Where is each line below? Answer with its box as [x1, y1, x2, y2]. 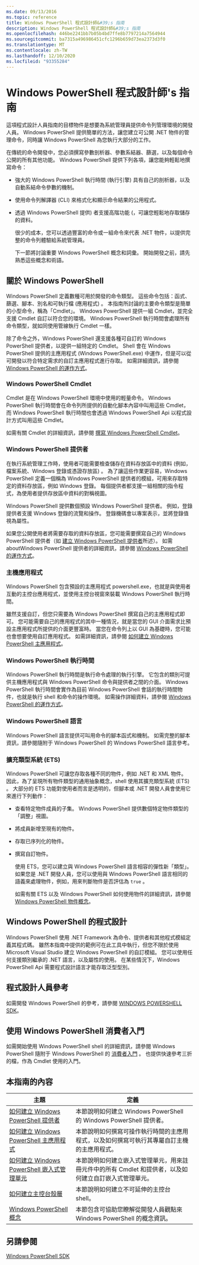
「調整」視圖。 [14, 812, 52, 820]
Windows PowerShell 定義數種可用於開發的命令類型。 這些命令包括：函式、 [6, 292, 191, 300]
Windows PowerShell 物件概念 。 [14, 898, 94, 905]
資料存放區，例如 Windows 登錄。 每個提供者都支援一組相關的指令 [16, 482, 179, 489]
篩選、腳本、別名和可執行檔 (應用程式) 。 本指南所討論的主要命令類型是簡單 [6, 300, 191, 307]
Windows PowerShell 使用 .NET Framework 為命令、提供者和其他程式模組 [6, 933, 186, 941]
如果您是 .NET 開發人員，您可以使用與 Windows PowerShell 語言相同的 [14, 870, 188, 878]
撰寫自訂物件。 [14, 850, 52, 857]
